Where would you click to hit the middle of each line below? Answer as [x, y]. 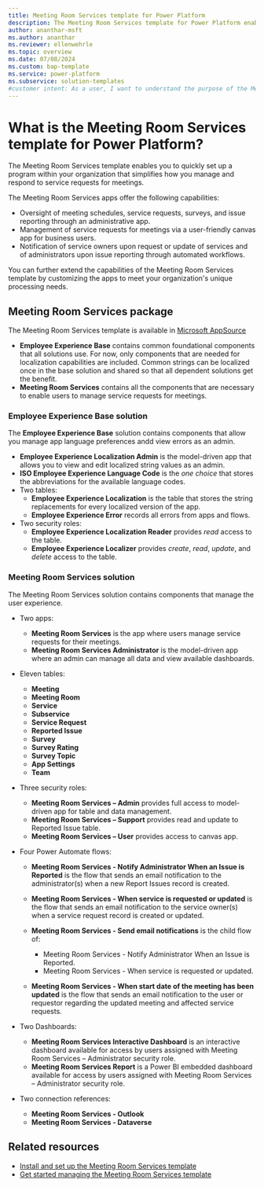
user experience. [35, 603]
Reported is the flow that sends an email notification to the [126, 875]
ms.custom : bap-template [49, 67]
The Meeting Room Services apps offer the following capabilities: [114, 198]
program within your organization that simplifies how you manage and [121, 175]
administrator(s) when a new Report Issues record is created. [130, 883]
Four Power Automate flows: [66, 851]
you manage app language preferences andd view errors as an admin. [122, 442]
